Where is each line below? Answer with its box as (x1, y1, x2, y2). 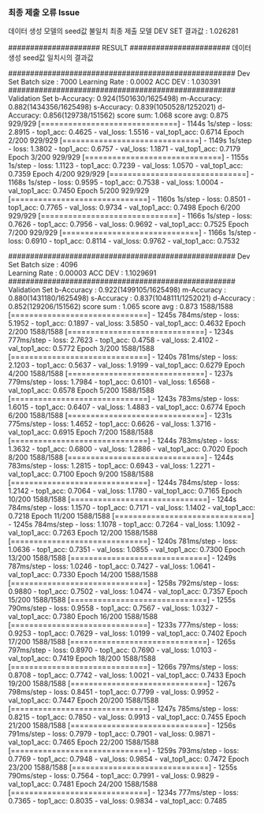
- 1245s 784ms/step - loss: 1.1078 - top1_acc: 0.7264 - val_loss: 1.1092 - (8, 520, 240, 529)
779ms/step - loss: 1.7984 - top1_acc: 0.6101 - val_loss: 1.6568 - (8, 377, 215, 387)
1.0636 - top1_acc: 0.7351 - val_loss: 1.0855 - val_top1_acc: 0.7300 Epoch (8, 545, 246, 554)
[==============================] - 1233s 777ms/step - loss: (8, 621, 239, 630)
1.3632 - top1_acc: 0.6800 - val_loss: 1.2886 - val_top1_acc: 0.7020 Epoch (8, 444, 248, 454)
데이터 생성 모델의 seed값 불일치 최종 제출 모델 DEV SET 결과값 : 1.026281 (8, 26, 239, 36)
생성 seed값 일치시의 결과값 (8, 53, 94, 62)
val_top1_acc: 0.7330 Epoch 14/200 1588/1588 (8, 570, 158, 580)
